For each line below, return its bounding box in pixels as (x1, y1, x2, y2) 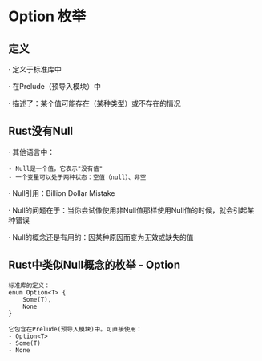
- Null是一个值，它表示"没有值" (8, 164, 103, 172)
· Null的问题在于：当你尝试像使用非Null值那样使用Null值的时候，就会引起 (8, 205, 248, 215)
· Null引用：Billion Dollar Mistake (8, 188, 115, 197)
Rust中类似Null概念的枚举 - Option (8, 258, 181, 272)
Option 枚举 (8, 7, 87, 26)
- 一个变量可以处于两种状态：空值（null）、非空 (8, 173, 147, 181)
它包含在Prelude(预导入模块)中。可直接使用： (8, 325, 143, 333)
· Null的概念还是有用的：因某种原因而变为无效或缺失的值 (8, 232, 194, 241)
